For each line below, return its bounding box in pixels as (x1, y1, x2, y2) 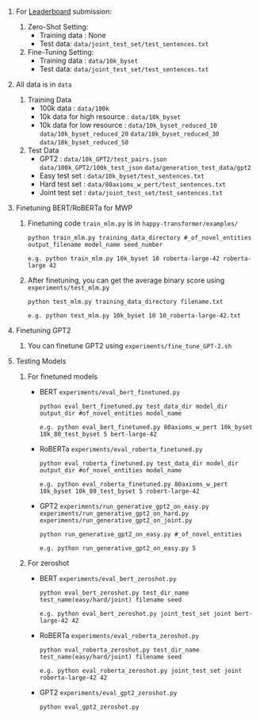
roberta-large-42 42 (39, 674, 108, 682)
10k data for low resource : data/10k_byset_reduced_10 (39, 121, 218, 129)
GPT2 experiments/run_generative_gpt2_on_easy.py (39, 502, 209, 510)
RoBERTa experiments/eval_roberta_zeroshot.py (39, 631, 200, 640)
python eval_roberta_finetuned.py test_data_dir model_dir (39, 459, 239, 467)
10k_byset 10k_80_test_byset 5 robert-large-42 (39, 487, 200, 495)
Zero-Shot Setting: (27, 22, 89, 31)
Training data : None (39, 31, 106, 40)
